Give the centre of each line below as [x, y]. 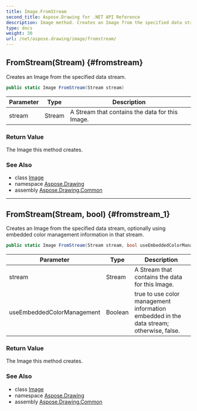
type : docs [19, 28]
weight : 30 [19, 34]
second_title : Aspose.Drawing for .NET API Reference [73, 17]
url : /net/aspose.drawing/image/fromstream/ [61, 39]
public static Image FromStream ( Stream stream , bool [72, 245]
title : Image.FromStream [36, 11]
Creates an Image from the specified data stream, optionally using [86, 228]
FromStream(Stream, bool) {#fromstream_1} [88, 214]
